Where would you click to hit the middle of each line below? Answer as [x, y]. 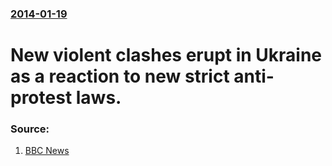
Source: [30, 129]
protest [41, 98]
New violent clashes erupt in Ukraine [166, 55]
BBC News [47, 151]
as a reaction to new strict [120, 76]
